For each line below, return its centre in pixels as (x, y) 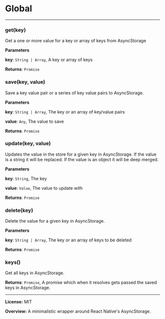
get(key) (15, 30)
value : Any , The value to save (35, 121)
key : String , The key (26, 178)
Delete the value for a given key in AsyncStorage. (55, 221)
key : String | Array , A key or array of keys (49, 60)
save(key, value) (25, 82)
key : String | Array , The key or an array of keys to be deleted (68, 240)
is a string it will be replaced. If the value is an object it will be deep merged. (82, 159)
